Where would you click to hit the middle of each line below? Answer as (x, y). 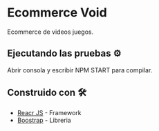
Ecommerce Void (57, 13)
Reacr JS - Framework (49, 112)
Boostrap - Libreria (44, 120)
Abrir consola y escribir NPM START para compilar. (80, 70)
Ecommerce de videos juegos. (50, 32)
